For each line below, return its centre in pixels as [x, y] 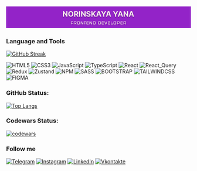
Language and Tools [36, 41]
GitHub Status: [28, 93]
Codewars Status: [32, 121]
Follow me [21, 149]
